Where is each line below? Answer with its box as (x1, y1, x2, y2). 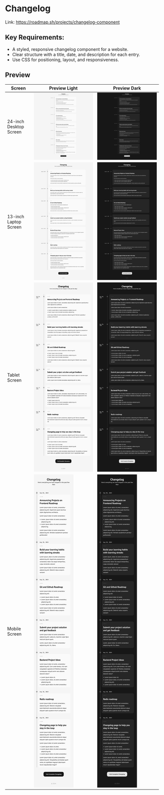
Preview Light (49, 85, 78, 91)
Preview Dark (113, 85, 142, 91)
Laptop (7, 219, 21, 225)
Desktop (7, 124, 24, 130)
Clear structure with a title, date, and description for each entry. (12, 51, 141, 57)
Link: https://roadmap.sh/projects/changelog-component (5, 19, 120, 25)
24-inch (7, 118, 24, 125)
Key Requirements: (5, 33, 64, 42)
